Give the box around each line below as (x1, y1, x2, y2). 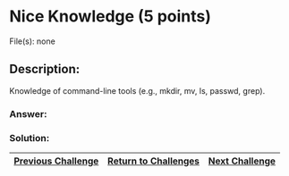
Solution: (9, 131, 50, 144)
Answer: (9, 107, 47, 120)
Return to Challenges (106, 155, 200, 167)
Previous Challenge (13, 155, 99, 167)
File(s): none (9, 36, 55, 46)
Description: (9, 62, 81, 77)
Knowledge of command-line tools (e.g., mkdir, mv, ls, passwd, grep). (9, 85, 266, 96)
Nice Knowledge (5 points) (9, 6, 212, 27)
